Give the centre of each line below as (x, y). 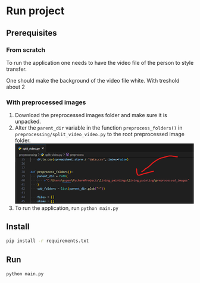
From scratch (26, 50)
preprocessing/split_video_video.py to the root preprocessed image (99, 134)
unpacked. (28, 122)
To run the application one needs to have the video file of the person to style (100, 62)
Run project (35, 11)
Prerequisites (32, 33)
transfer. (16, 69)
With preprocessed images (46, 102)
